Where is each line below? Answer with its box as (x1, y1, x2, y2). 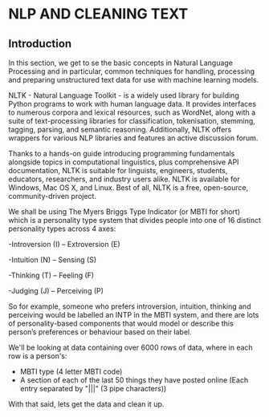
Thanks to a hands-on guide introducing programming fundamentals (8, 149, 235, 158)
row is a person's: (8, 351, 67, 361)
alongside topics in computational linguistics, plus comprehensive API (8, 157, 239, 167)
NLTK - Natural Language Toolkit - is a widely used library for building (8, 91, 239, 100)
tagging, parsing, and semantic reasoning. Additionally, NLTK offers (8, 125, 232, 134)
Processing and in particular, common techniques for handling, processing (8, 67, 255, 76)
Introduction (8, 37, 72, 51)
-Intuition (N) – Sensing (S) (8, 255, 97, 265)
